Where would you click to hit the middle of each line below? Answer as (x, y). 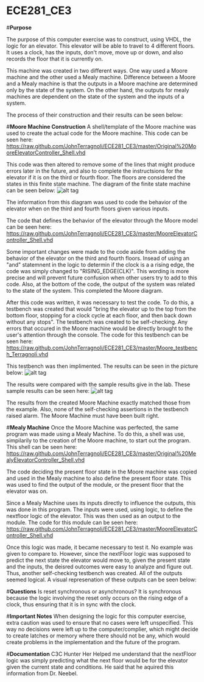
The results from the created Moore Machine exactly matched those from (98, 403)
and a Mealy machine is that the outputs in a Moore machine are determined (102, 84)
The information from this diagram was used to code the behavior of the (97, 202)
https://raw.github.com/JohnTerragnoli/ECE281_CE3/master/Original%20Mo (101, 146)
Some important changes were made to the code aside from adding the (96, 251)
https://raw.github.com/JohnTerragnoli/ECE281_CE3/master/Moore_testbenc (102, 348)
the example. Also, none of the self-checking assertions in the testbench (97, 409)
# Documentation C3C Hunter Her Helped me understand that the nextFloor (101, 654)
